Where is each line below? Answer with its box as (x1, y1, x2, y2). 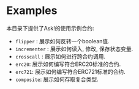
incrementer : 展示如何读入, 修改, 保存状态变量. (15, 45, 133, 52)
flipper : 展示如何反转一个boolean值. (15, 37, 110, 44)
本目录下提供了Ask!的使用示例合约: (6, 24, 94, 32)
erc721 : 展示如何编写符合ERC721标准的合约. (15, 68, 126, 75)
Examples (6, 4, 58, 18)
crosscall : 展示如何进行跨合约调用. (15, 52, 106, 60)
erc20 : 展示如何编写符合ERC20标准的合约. (15, 60, 121, 68)
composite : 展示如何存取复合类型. (15, 76, 99, 83)
